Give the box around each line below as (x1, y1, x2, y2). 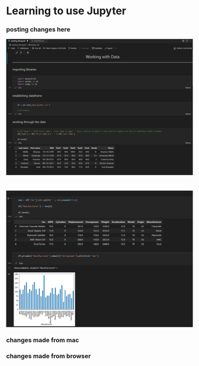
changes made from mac (6, 336, 79, 345)
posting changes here (6, 26, 70, 34)
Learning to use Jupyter (6, 4, 126, 18)
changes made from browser (6, 352, 91, 360)
